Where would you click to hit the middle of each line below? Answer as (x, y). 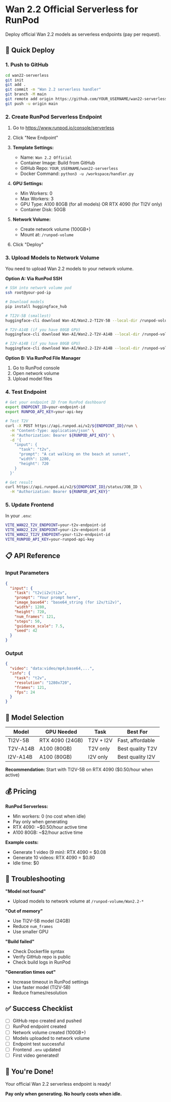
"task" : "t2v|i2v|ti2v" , (41, 593)
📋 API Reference (33, 556)
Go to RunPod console (36, 368)
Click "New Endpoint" (35, 138)
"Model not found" (26, 891)
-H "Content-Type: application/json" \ (52, 430)
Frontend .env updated (37, 1050)
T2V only (99, 748)
